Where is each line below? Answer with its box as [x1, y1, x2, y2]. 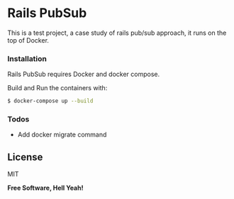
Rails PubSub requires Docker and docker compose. [7, 70, 160, 79]
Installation [7, 53, 48, 63]
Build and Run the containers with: [7, 84, 108, 92]
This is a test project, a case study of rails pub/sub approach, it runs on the [7, 28, 227, 37]
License [7, 151, 43, 163]
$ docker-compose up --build [7, 97, 94, 104]
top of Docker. [7, 36, 50, 44]
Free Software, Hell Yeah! [7, 183, 84, 193]
